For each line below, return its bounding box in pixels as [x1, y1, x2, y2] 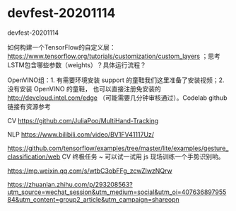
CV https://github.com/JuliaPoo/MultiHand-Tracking [7, 116, 159, 125]
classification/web [7, 152, 61, 161]
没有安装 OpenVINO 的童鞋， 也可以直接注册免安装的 [7, 84, 161, 93]
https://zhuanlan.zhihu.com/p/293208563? [7, 180, 133, 188]
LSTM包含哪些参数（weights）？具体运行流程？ [7, 60, 146, 69]
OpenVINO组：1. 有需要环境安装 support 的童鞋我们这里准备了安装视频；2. [7, 76, 225, 84]
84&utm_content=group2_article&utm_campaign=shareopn [7, 195, 180, 203]
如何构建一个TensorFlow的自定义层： [7, 42, 116, 51]
